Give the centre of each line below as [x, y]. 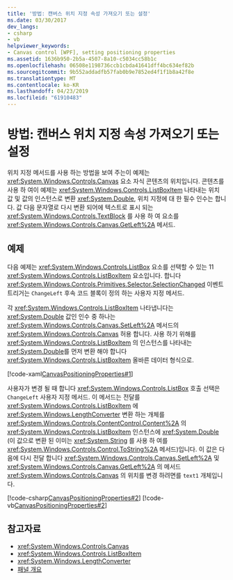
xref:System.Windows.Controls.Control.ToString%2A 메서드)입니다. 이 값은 [112, 449]
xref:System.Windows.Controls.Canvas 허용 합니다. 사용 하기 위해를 [102, 334]
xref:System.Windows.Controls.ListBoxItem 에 [73, 405]
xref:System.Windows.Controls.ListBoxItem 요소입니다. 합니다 [94, 275]
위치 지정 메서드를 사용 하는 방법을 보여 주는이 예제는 [79, 172]
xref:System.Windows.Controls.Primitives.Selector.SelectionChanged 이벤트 [115, 284]
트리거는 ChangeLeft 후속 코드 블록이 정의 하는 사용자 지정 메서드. [96, 292]
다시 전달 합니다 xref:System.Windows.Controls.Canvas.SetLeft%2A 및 [120, 457]
